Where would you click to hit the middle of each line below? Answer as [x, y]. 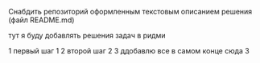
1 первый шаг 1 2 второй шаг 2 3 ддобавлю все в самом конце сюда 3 [129, 51]
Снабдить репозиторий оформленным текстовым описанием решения [130, 12]
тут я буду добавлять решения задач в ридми [87, 35]
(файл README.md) [41, 20]
